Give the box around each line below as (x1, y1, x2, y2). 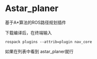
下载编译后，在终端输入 (5, 29, 52, 35)
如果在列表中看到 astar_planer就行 (5, 48, 74, 54)
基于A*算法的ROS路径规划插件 (5, 19, 66, 25)
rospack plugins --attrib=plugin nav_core (5, 39, 92, 44)
